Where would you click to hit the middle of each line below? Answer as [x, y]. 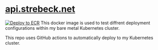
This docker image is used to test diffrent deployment [95, 23]
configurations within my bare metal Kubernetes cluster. [63, 28]
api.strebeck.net [40, 9]
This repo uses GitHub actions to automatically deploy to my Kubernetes [79, 38]
